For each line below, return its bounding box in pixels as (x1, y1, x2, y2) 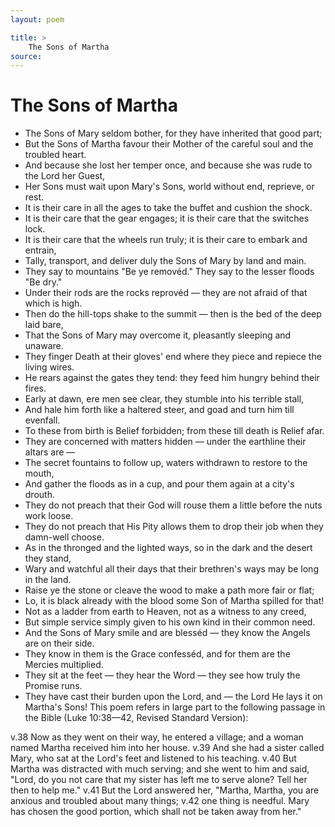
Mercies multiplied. (24, 659, 104, 671)
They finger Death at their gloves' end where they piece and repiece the (24, 351, 322, 363)
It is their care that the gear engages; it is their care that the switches (24, 212, 310, 225)
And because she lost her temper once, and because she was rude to (24, 159, 313, 171)
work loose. (24, 510, 74, 522)
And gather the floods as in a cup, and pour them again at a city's (24, 478, 295, 490)
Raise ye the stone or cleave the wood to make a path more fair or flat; (24, 584, 315, 596)
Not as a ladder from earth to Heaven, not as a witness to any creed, (24, 606, 307, 618)
